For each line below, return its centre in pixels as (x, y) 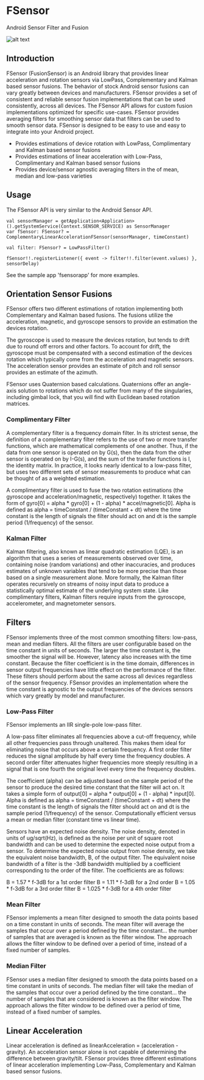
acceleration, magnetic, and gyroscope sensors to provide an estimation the (102, 322)
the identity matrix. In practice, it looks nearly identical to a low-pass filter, (99, 465)
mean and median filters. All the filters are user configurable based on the (99, 644)
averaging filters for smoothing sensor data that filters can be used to (93, 118)
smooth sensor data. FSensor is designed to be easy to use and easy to (96, 125)
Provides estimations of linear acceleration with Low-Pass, (89, 156)
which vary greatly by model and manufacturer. (66, 696)
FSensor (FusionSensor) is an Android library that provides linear (87, 73)
